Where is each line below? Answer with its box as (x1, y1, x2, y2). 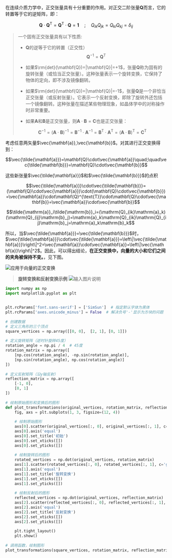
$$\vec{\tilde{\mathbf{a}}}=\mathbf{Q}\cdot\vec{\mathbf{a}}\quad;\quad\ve (5, 156, 167, 162)
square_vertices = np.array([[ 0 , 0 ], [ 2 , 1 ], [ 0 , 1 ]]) (5, 329, 127, 334)
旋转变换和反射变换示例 (17, 275, 68, 282)
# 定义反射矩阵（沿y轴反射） (5, 372, 58, 377)
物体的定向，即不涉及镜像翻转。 (25, 77, 93, 83)
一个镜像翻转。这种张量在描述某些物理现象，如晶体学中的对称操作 (25, 101, 165, 107)
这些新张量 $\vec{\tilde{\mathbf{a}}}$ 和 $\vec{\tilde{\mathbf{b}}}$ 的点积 (5, 172, 158, 178)
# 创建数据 (5, 319, 26, 324)
